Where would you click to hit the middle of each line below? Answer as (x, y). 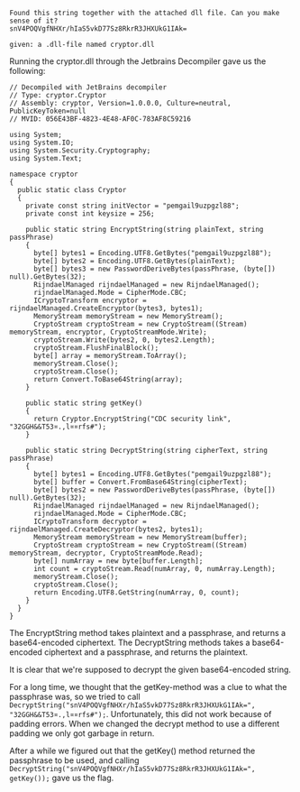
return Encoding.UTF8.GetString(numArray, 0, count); (136, 593)
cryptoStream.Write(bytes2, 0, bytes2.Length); (124, 340)
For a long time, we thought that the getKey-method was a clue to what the (148, 687)
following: (27, 71)
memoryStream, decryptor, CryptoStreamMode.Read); (106, 553)
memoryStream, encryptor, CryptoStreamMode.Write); (108, 332)
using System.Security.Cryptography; (80, 151)
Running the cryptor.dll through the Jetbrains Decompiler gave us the (138, 61)
